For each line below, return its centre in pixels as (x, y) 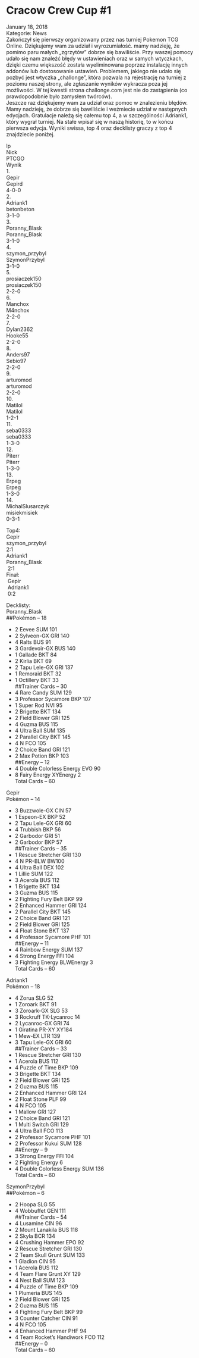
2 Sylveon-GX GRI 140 (42, 636)
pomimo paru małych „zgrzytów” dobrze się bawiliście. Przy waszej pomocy (100, 52)
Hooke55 (17, 335)
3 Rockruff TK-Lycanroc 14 (47, 1017)
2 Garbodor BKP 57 (38, 842)
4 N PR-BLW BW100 (40, 861)
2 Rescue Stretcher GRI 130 (48, 1249)
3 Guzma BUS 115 (36, 893)
